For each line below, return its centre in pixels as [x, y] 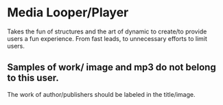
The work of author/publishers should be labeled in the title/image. [101, 94]
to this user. [33, 78]
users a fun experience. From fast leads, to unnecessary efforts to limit [107, 38]
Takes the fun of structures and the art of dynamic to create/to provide [107, 31]
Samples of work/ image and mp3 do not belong [111, 67]
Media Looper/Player [68, 13]
